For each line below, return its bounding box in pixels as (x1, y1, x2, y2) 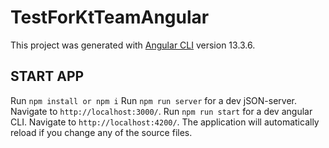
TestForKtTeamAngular (10, 6, 210, 29)
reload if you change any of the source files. (10, 126, 193, 138)
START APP (10, 68, 85, 85)
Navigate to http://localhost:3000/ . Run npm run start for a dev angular (10, 105, 313, 117)
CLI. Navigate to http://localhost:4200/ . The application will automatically (10, 116, 320, 128)
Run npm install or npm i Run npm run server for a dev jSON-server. (10, 94, 298, 106)
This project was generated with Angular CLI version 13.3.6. (10, 39, 256, 51)
